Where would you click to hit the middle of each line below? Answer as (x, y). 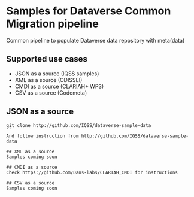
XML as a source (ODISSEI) (48, 80)
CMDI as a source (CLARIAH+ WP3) (59, 86)
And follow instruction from (43, 136)
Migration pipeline (52, 24)
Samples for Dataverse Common (89, 11)
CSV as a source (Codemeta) (51, 93)
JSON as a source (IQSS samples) (57, 74)
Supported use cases (47, 59)
